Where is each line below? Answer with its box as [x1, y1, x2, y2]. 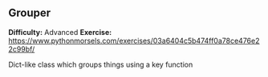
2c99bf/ [8, 44, 35, 54]
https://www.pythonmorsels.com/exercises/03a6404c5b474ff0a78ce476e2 [8, 36, 260, 45]
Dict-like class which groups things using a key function [8, 60, 193, 69]
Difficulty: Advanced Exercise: [8, 27, 112, 37]
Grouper [8, 6, 51, 20]
